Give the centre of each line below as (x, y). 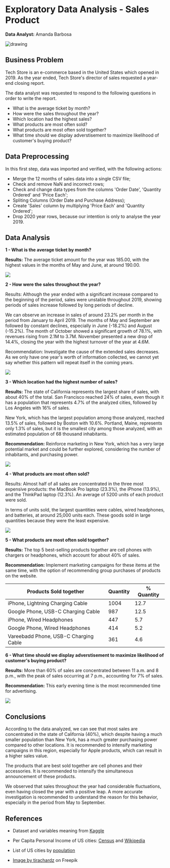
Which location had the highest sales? (52, 119)
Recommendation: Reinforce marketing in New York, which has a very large (85, 444)
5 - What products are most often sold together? (57, 540)
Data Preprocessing (37, 157)
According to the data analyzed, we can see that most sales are (72, 729)
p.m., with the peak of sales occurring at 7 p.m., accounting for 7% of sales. (84, 676)
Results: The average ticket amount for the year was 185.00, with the (77, 260)
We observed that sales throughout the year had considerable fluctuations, (83, 786)
